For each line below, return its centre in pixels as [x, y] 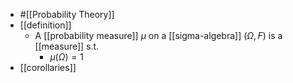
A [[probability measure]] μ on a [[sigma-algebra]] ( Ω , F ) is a [158, 35]
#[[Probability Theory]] [67, 14]
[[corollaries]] [48, 67]
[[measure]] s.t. [67, 46]
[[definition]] [45, 25]
